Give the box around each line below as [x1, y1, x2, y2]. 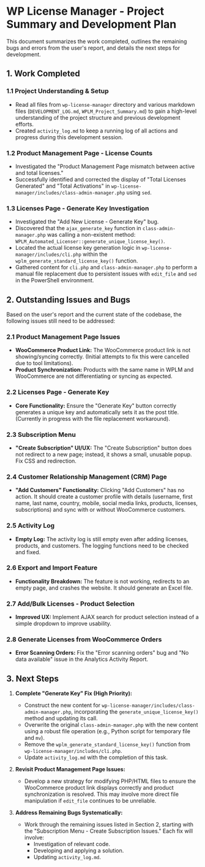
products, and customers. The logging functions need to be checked [15, 542, 189, 549]
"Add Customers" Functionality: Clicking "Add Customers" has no [15, 487, 185, 494]
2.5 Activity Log [6, 522, 55, 530]
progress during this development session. [15, 133, 124, 141]
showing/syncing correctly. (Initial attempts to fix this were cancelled [15, 353, 189, 360]
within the [82, 250, 108, 258]
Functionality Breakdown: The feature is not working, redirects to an [15, 577, 190, 585]
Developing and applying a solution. [33, 847, 124, 854]
